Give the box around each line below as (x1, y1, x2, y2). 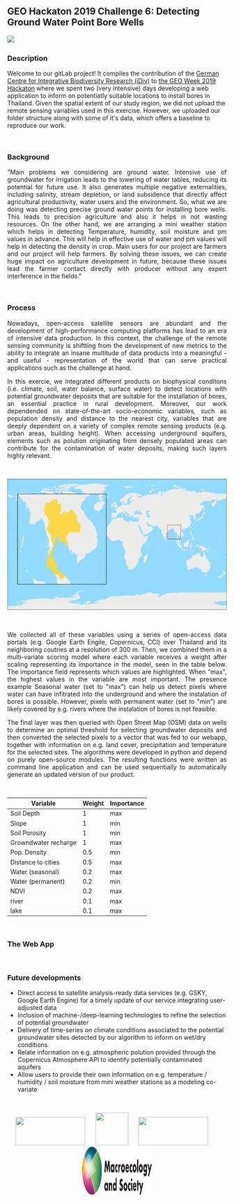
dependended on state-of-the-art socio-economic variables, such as (7, 407, 227, 415)
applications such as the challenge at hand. (7, 363, 132, 372)
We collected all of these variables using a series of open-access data (7, 630, 227, 639)
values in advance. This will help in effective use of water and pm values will (7, 235, 227, 243)
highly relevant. (7, 451, 52, 460)
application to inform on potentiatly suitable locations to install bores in (7, 92, 210, 100)
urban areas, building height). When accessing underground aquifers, (7, 429, 227, 437)
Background (7, 152, 50, 162)
